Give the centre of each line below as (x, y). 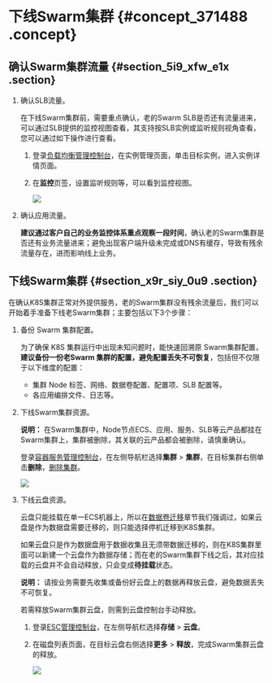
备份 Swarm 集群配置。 (59, 330)
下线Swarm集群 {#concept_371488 (128, 17)
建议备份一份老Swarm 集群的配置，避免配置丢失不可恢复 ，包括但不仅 (136, 357)
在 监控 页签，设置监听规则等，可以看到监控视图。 (114, 183)
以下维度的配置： (56, 367)
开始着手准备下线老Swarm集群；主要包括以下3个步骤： (101, 312)
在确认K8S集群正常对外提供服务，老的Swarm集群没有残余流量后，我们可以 (134, 302)
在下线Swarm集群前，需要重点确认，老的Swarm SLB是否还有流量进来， (140, 118)
